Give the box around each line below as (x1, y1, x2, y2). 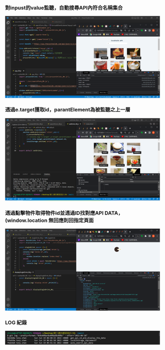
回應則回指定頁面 (53, 217, 94, 224)
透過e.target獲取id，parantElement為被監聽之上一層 (5, 107, 131, 113)
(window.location (5, 217, 48, 224)
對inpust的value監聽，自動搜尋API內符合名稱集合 (5, 4, 123, 11)
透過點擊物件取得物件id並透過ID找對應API (5, 210, 104, 216)
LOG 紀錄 (5, 319, 27, 326)
